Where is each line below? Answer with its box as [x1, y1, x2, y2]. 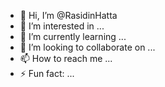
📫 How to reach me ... [19, 53, 113, 64]
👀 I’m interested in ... [19, 20, 105, 32]
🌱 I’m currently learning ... [19, 31, 127, 42]
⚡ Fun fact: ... [19, 68, 75, 79]
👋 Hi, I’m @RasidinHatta [19, 10, 118, 21]
